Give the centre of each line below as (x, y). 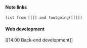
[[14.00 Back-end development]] (39, 40)
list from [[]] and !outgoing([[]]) (44, 18)
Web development (25, 29)
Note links (16, 7)
